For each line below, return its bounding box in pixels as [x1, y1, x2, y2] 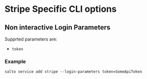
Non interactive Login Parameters [4, 23, 111, 32]
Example [4, 58, 26, 65]
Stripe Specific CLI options [4, 3, 117, 15]
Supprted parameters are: [4, 36, 57, 42]
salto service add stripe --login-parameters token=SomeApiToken [4, 69, 142, 75]
